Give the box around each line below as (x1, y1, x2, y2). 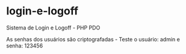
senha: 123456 (6, 42, 43, 49)
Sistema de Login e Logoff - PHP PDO (6, 24, 101, 31)
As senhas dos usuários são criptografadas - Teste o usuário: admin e (6, 35, 181, 43)
